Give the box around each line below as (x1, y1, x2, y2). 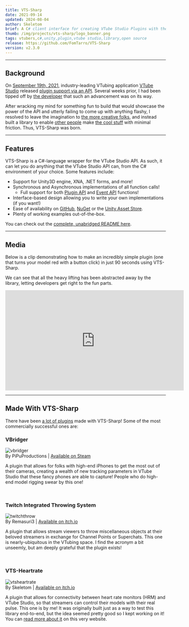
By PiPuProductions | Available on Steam (5, 453, 91, 459)
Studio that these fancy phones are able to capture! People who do (5, 474, 146, 480)
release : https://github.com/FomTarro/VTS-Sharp (5, 41, 111, 46)
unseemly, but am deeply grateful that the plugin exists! (5, 544, 122, 551)
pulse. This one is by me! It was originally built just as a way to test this (5, 605, 154, 611)
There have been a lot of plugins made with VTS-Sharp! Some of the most (5, 418, 161, 424)
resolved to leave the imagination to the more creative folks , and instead (5, 114, 157, 120)
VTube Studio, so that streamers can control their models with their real (5, 599, 155, 606)
